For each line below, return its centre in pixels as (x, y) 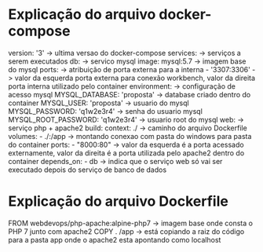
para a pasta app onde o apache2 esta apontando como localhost (115, 239)
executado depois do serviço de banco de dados (88, 170)
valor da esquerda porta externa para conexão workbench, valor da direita (135, 78)
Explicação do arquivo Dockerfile (119, 201)
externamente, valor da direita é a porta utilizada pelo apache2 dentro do (126, 153)
